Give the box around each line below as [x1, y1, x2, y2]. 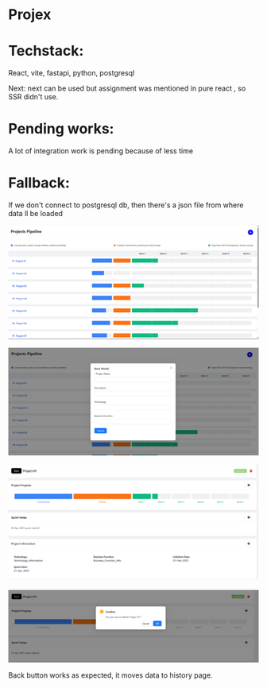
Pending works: [8, 120, 114, 138]
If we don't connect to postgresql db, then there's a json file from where [8, 200, 244, 210]
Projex [8, 6, 52, 24]
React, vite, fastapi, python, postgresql [8, 68, 135, 78]
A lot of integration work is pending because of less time [8, 146, 193, 156]
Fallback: [8, 174, 70, 192]
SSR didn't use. [8, 92, 59, 102]
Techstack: [8, 42, 84, 60]
